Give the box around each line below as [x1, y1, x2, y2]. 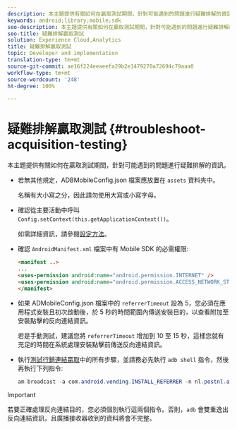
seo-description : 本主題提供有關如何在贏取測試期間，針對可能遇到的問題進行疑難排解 [7, 23, 229, 30]
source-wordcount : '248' [7, 75, 80, 83]
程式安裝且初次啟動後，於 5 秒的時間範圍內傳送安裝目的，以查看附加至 [23, 308, 229, 316]
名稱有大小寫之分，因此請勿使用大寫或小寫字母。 [17, 191, 160, 200]
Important [7, 391, 36, 399]
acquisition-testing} [7, 137, 128, 152]
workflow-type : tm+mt [7, 69, 71, 76]
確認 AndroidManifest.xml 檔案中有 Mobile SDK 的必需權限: [17, 245, 189, 253]
